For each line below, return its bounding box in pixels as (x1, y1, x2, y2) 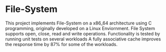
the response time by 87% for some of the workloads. (5, 41, 118, 47)
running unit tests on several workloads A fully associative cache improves (5, 36, 161, 42)
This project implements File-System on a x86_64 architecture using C (5, 20, 152, 26)
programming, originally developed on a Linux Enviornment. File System (5, 25, 155, 31)
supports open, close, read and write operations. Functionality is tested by (5, 30, 160, 36)
